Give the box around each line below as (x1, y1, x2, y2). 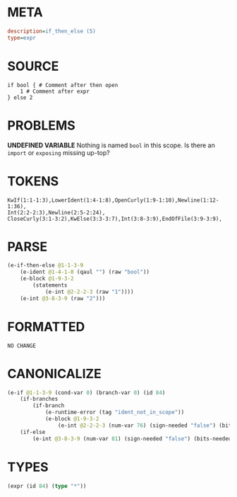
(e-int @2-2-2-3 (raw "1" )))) (44, 288, 134, 295)
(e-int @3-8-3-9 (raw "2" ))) (20, 295, 106, 302)
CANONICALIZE (7, 365, 102, 382)
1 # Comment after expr (20, 88, 90, 95)
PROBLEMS (7, 118, 75, 133)
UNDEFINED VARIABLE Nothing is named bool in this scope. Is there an (7, 141, 215, 149)
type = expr (7, 34, 37, 41)
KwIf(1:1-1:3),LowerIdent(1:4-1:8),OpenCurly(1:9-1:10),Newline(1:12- (7, 196, 219, 204)
